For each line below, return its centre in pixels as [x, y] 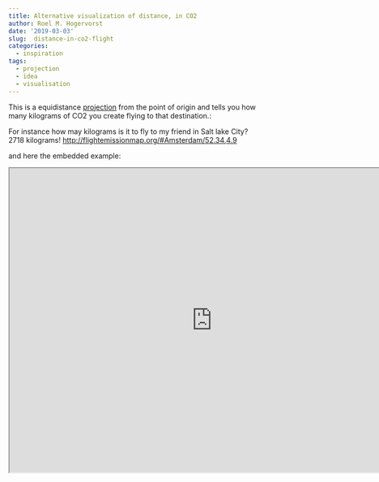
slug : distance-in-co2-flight [61, 39]
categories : [28, 46]
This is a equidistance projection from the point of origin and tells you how [132, 107]
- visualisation [43, 84]
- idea [27, 76]
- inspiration [39, 54]
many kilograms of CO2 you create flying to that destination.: [110, 115]
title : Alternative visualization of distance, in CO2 [103, 16]
